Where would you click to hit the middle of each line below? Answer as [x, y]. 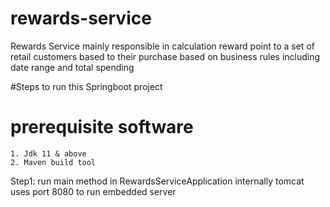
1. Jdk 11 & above [48, 153]
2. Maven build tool [53, 162]
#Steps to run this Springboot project [86, 86]
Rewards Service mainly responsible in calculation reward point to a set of [162, 46]
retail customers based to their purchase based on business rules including [165, 56]
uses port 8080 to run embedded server [93, 191]
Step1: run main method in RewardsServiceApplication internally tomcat [157, 181]
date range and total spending [72, 67]
